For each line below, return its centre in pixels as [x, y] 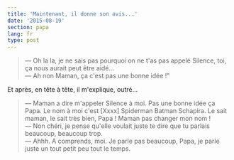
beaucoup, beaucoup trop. [63, 134]
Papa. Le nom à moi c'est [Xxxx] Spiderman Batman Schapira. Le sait [126, 111]
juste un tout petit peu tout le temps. [78, 149]
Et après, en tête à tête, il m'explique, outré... [73, 90]
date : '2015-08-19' [36, 21]
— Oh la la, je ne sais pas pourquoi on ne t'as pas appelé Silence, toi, [126, 60]
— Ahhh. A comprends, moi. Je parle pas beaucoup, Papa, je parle [122, 141]
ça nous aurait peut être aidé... [69, 68]
